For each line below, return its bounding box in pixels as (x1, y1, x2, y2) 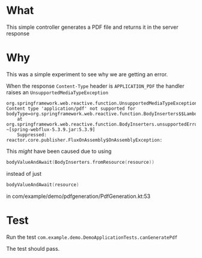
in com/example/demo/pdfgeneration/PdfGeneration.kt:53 (6, 193, 151, 200)
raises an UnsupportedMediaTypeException (6, 88, 109, 96)
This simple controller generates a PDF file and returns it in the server (6, 23, 179, 31)
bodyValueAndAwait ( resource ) (6, 181, 79, 188)
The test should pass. (6, 245, 60, 252)
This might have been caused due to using (6, 148, 112, 155)
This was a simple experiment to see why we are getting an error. (6, 70, 168, 78)
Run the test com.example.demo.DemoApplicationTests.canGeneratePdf (6, 233, 178, 241)
